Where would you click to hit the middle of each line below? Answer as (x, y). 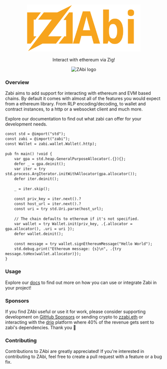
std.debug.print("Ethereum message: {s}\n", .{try (68, 249)
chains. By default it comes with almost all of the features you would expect (83, 98)
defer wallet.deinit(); (39, 234)
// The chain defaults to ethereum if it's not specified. (77, 219)
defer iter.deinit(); (36, 179)
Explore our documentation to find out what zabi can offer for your (73, 119)
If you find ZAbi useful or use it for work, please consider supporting (76, 311)
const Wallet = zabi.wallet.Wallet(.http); (51, 144)
